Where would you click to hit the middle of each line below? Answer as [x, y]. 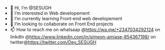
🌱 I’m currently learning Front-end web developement [66, 18]
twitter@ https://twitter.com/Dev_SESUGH [53, 42]
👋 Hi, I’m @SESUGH [31, 8]
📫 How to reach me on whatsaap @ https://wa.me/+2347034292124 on [85, 30]
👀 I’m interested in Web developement [50, 13]
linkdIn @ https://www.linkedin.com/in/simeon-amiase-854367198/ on [83, 37]
